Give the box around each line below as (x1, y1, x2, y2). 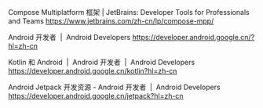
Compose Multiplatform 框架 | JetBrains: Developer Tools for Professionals (8, 8, 250, 16)
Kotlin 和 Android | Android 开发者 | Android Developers (8, 58, 195, 67)
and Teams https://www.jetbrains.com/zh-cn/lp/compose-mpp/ (8, 16, 214, 26)
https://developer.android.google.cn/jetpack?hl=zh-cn (8, 92, 184, 100)
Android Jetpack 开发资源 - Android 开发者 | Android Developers (8, 82, 221, 92)
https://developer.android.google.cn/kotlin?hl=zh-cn (8, 67, 177, 75)
